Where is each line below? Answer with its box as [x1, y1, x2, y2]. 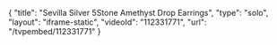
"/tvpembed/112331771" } [8, 26, 101, 36]
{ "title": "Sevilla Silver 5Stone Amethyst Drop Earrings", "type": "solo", [8, 8, 269, 18]
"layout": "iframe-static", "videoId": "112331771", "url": [8, 17, 207, 27]
